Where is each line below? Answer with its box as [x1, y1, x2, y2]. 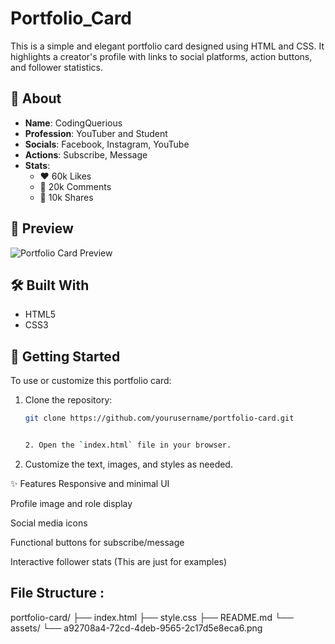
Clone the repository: [24, 394, 113, 406]
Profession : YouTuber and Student [24, 127, 168, 139]
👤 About [10, 90, 62, 107]
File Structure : [10, 585, 105, 602]
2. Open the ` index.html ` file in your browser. [24, 440, 232, 451]
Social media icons [10, 517, 88, 529]
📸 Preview [10, 220, 74, 237]
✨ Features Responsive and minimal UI [10, 477, 170, 489]
